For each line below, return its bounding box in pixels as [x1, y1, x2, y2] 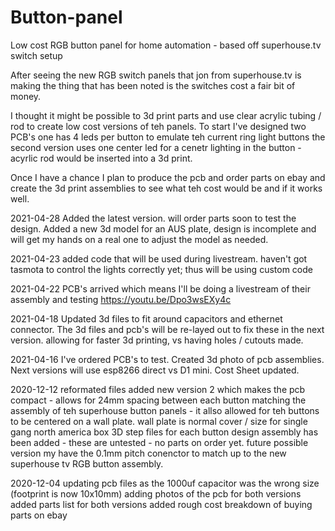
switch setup [10, 49, 63, 61]
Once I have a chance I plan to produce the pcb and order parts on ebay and [10, 171, 326, 183]
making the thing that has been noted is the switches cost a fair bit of [10, 79, 296, 91]
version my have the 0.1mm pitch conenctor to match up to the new [10, 447, 287, 459]
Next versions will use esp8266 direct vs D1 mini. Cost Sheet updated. [10, 364, 300, 376]
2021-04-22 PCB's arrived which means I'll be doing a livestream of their [10, 282, 311, 295]
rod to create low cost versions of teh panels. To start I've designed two [10, 120, 307, 132]
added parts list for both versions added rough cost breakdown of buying [10, 498, 313, 510]
